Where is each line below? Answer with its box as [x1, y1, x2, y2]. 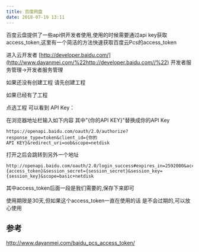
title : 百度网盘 [6, 8, 43, 15]
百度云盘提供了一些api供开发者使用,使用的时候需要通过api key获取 [6, 31, 168, 39]
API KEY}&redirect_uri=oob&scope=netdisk [6, 140, 110, 146]
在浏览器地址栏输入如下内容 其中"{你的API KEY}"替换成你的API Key [6, 116, 170, 123]
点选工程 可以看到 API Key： [6, 104, 75, 111]
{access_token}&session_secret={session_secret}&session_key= [6, 168, 163, 174]
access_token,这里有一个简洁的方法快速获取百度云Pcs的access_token [6, 39, 176, 46]
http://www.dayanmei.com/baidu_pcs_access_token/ [6, 240, 135, 247]
